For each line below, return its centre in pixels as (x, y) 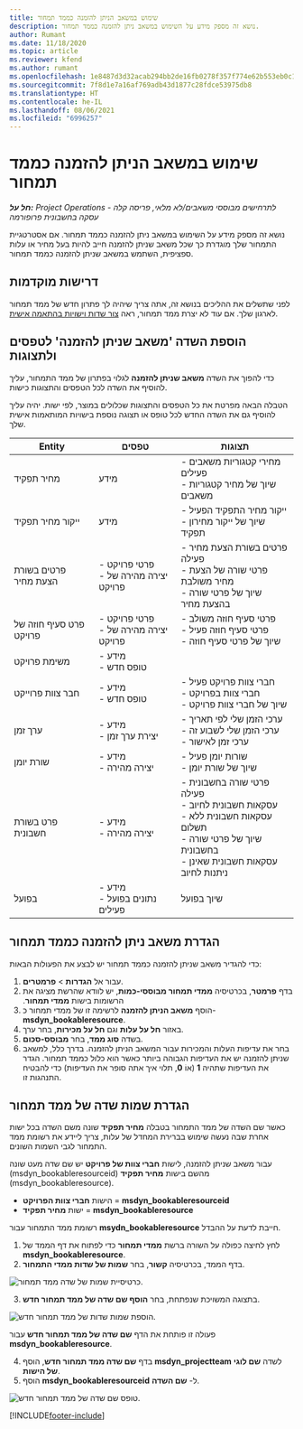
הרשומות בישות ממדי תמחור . (73, 1000)
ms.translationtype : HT (54, 93)
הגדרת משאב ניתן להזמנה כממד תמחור (115, 942)
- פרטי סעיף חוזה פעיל (225, 630)
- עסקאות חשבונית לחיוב (229, 805)
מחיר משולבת (207, 581)
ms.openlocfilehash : (48, 77)
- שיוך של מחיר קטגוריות (229, 484)
